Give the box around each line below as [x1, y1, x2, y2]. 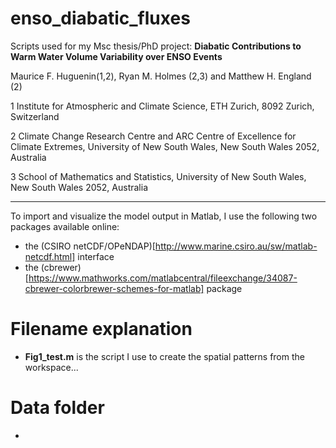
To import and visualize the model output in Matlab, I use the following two [10, 210, 318, 222]
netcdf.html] [24, 250, 76, 262]
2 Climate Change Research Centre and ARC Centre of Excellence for [10, 130, 297, 142]
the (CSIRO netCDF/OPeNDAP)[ [24, 240, 156, 252]
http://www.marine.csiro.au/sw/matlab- [154, 240, 318, 252]
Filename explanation [10, 318, 193, 341]
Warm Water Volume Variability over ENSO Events [10, 50, 223, 62]
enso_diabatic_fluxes [10, 7, 191, 30]
